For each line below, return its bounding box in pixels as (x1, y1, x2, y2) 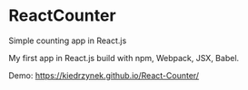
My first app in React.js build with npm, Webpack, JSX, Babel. (8, 52, 240, 63)
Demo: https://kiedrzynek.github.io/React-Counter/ (8, 69, 200, 81)
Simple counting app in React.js (8, 35, 127, 46)
